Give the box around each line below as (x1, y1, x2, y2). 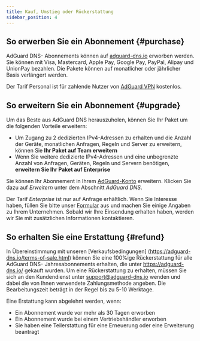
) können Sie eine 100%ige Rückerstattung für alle (69, 254, 193, 261)
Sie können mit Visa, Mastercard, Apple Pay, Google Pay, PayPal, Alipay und (6, 59, 194, 66)
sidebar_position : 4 (6, 14, 58, 20)
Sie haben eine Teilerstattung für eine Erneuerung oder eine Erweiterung (14, 321, 195, 329)
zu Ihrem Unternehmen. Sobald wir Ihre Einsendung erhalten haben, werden (6, 208, 194, 215)
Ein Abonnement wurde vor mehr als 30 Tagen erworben (14, 309, 156, 316)
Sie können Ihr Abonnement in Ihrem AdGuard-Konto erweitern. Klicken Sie (6, 178, 192, 185)
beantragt (14, 328, 40, 335)
